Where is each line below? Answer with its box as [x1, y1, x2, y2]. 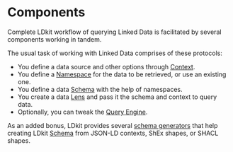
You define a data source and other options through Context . [17, 62, 195, 71]
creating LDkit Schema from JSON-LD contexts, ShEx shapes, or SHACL [7, 129, 219, 137]
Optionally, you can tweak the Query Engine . [17, 107, 148, 116]
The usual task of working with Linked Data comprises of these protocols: [7, 49, 223, 57]
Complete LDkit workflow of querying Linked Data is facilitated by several [7, 28, 222, 36]
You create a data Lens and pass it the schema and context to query [17, 93, 217, 101]
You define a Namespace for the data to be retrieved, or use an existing [17, 70, 227, 78]
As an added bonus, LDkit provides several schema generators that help [7, 121, 218, 129]
